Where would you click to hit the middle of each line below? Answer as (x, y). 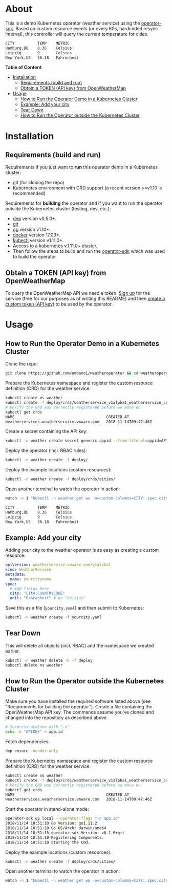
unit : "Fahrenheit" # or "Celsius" (48, 598)
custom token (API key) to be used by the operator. (59, 304)
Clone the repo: (22, 364)
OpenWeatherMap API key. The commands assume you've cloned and (80, 712)
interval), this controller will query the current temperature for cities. (77, 34)
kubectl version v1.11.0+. (38, 241)
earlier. (13, 651)
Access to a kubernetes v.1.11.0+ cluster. (55, 246)
